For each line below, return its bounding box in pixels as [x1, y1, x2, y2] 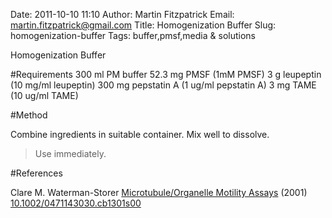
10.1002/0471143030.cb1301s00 [10, 197, 142, 209]
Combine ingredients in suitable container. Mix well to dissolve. [10, 129, 270, 140]
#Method [10, 109, 48, 121]
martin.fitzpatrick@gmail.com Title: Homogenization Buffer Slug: [10, 19, 277, 31]
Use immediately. [34, 148, 107, 159]
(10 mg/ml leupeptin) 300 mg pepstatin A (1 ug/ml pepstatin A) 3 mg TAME [10, 79, 317, 91]
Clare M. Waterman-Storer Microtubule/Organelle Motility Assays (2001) [10, 187, 308, 198]
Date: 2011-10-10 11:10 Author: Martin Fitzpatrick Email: [10, 9, 235, 20]
